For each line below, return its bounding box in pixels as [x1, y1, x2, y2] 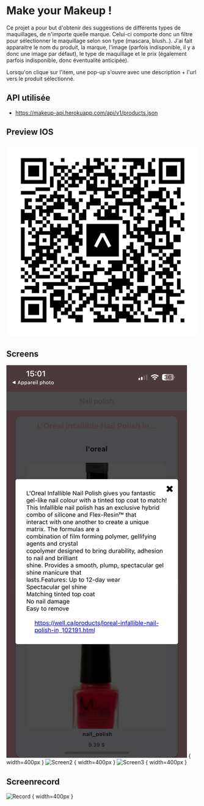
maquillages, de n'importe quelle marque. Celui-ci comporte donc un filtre [6, 30, 193, 37]
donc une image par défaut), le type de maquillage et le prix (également [6, 50, 188, 57]
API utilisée [6, 93, 51, 103]
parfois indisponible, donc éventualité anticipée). [6, 56, 129, 64]
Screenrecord [6, 777, 60, 787]
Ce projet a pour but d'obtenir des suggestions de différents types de [6, 24, 181, 31]
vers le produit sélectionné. [6, 75, 75, 82]
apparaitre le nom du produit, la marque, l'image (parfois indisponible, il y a [6, 44, 195, 51]
